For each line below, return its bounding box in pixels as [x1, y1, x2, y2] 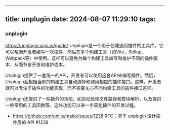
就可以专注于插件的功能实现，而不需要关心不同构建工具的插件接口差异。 [5, 85, 156, 91]
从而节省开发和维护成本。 [14, 61, 67, 68]
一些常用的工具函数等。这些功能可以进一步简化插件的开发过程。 [5, 102, 138, 108]
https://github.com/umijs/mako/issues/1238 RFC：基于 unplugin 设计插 [12, 113, 161, 119]
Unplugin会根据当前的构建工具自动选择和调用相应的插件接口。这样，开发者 [5, 78, 162, 84]
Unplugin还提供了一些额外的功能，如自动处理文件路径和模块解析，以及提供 [5, 95, 162, 102]
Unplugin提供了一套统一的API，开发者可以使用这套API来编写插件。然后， [5, 72, 158, 78]
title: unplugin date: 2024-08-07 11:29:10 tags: [5, 15, 156, 23]
